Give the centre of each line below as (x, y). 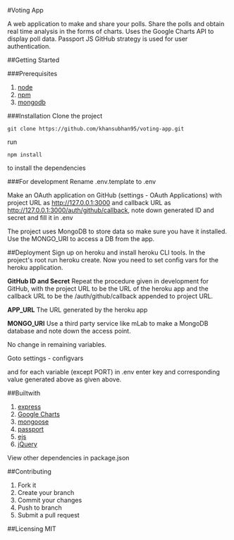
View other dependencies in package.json (68, 458)
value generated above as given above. (64, 379)
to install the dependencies (47, 168)
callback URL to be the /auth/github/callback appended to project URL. (110, 296)
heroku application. (35, 268)
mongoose (33, 422)
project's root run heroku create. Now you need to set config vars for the (113, 260)
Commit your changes (50, 500)
